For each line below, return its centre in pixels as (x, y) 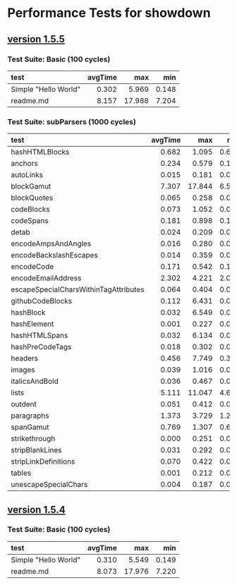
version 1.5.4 (36, 509)
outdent (24, 404)
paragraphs (30, 416)
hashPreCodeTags (41, 347)
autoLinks (27, 175)
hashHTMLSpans (39, 335)
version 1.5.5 (36, 39)
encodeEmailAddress (46, 278)
